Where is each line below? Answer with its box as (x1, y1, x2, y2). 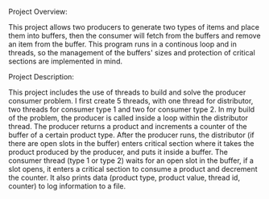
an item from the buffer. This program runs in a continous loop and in (8, 39, 238, 49)
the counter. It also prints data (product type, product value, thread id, (8, 173, 240, 182)
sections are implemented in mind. (8, 56, 123, 66)
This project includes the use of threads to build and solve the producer (8, 87, 246, 97)
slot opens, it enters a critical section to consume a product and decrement (8, 164, 258, 173)
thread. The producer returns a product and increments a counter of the (8, 122, 247, 131)
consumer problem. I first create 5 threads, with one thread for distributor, (8, 96, 254, 105)
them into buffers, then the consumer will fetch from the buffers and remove (8, 31, 261, 40)
